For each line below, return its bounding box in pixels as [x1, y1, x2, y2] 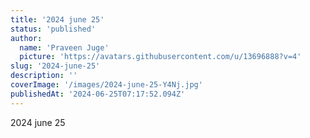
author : [10, 33, 43, 43]
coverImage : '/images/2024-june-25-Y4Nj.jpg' [10, 80, 203, 90]
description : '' [10, 71, 78, 81]
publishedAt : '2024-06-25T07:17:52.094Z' [10, 89, 186, 99]
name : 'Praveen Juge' [19, 42, 110, 53]
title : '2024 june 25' [10, 14, 105, 25]
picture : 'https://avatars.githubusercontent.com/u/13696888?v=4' [19, 52, 302, 62]
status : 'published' [10, 24, 97, 34]
